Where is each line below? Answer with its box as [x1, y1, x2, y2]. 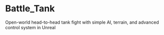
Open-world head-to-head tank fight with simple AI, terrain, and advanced [5, 19, 159, 25]
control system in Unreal [5, 24, 56, 30]
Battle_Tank [5, 3, 55, 14]
